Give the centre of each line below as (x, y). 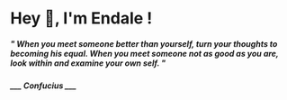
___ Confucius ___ (44, 86)
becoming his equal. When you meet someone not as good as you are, (144, 53)
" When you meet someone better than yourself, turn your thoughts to (144, 43)
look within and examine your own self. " (88, 63)
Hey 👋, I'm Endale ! (81, 18)
